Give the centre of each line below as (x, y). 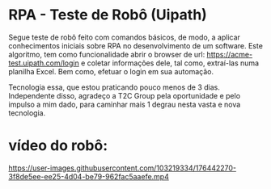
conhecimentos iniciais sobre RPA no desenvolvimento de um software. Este (135, 45)
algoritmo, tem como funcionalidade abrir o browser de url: (107, 54)
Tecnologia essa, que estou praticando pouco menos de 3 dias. (114, 87)
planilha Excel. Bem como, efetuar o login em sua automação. (111, 71)
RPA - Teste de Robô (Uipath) (108, 15)
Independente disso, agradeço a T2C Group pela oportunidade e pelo (125, 95)
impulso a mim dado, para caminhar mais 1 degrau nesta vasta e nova (125, 104)
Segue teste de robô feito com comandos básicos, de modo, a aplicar (125, 37)
